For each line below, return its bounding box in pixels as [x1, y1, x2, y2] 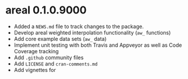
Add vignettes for [13, 66, 56, 73]
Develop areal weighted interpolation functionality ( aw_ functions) [13, 29, 171, 36]
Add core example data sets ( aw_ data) [13, 35, 107, 42]
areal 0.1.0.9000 [5, 4, 87, 17]
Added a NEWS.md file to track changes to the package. [13, 23, 144, 30]
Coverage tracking [13, 47, 59, 54]
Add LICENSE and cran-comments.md [13, 60, 98, 67]
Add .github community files [13, 54, 84, 61]
